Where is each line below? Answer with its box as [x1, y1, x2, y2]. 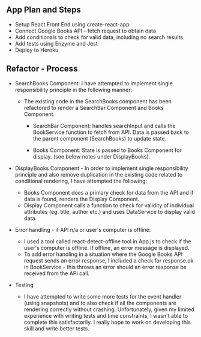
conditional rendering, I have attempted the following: [14, 177, 148, 184]
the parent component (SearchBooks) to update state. [32, 135, 167, 142]
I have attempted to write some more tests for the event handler [23, 293, 182, 300]
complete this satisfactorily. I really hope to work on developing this [23, 318, 191, 326]
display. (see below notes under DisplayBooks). [32, 153, 151, 160]
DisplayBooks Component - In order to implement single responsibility [14, 165, 188, 172]
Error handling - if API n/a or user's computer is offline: [14, 226, 151, 233]
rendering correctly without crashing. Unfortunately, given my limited [23, 306, 195, 313]
